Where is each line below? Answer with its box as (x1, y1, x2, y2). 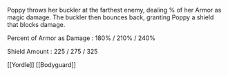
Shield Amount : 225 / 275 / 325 (7, 48, 98, 55)
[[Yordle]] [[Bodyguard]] (7, 61, 76, 68)
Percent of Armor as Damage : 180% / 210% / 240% (7, 34, 156, 42)
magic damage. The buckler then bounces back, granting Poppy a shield (7, 13, 214, 21)
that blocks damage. (7, 21, 66, 28)
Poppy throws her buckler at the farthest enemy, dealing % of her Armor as (7, 6, 222, 14)
